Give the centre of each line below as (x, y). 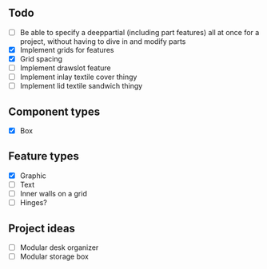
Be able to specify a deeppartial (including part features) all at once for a (139, 32)
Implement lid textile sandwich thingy (81, 86)
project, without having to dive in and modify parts (103, 41)
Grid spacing (41, 58)
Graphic (33, 176)
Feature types (44, 156)
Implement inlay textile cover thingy (78, 77)
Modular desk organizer (59, 247)
